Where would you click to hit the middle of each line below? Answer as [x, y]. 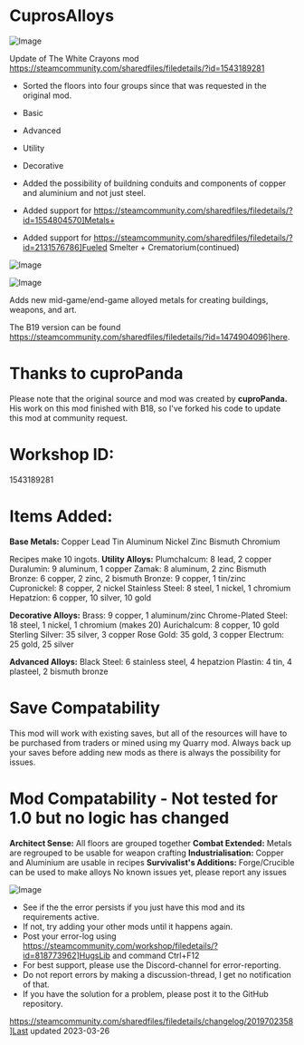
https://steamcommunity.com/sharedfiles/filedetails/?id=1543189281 [137, 68]
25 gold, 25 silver [42, 644]
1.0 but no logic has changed [119, 818]
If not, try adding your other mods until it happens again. [128, 926]
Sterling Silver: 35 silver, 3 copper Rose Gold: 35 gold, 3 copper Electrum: [147, 634]
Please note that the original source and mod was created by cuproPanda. [148, 398]
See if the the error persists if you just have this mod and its [134, 907]
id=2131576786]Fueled [65, 247]
